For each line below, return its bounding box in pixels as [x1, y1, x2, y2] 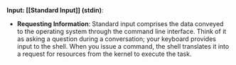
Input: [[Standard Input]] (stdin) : [6, 6, 104, 14]
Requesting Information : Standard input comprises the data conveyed [16, 20, 224, 28]
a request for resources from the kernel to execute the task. [16, 49, 192, 58]
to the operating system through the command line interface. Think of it [16, 28, 227, 35]
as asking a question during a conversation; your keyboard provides [16, 35, 216, 43]
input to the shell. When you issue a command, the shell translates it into [16, 42, 230, 50]
